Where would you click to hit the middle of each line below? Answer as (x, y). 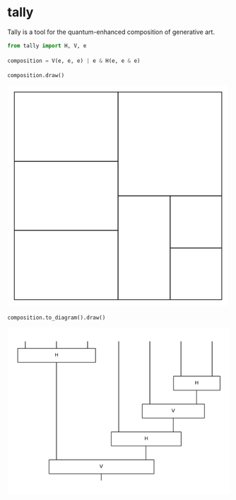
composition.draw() (36, 76)
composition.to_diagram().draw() (57, 318)
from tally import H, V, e (47, 46)
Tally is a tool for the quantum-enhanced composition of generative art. (111, 32)
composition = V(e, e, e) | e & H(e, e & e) (74, 61)
